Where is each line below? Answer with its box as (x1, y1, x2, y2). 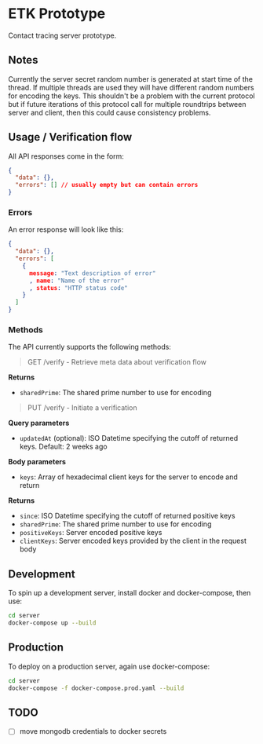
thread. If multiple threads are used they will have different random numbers (8, 82, 254, 92)
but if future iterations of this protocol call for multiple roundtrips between (8, 99, 247, 108)
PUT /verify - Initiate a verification (27, 403, 137, 412)
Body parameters (8, 457, 67, 467)
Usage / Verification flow (8, 130, 133, 144)
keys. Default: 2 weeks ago (19, 442, 108, 452)
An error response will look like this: (8, 225, 124, 234)
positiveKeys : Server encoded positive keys (19, 528, 163, 537)
